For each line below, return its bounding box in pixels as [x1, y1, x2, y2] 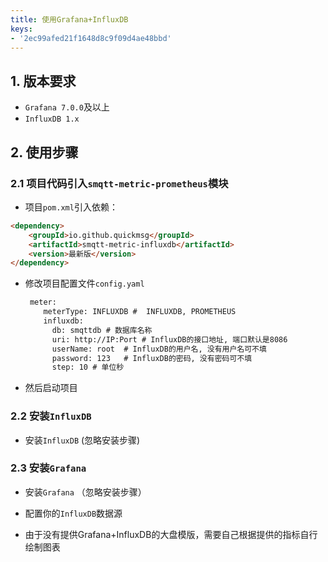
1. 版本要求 [10, 72, 77, 90]
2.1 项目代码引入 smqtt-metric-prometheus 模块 [10, 176, 229, 190]
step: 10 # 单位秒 [51, 362, 125, 373]
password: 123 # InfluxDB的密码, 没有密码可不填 [51, 353, 253, 363]
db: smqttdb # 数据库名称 [51, 325, 153, 335]
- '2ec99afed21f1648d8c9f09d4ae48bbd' [10, 33, 172, 43]
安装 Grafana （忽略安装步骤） [24, 486, 147, 498]
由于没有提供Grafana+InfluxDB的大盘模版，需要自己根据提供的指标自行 [24, 528, 318, 540]
